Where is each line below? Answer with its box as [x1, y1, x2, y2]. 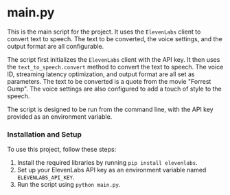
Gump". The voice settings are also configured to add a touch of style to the [7, 84, 222, 93]
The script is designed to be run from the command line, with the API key [7, 105, 214, 113]
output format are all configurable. [7, 42, 104, 50]
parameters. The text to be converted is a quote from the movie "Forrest [7, 77, 211, 85]
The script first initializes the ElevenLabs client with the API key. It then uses [7, 55, 220, 63]
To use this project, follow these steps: [7, 146, 117, 154]
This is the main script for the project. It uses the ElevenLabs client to [7, 27, 201, 36]
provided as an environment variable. [7, 112, 113, 121]
